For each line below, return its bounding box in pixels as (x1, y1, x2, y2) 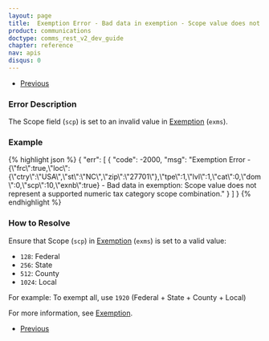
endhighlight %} (8, 197, 62, 207)
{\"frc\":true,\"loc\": (8, 164, 71, 173)
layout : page (8, 11, 52, 20)
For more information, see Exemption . (8, 308, 133, 318)
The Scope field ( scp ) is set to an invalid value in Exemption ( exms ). (8, 117, 229, 127)
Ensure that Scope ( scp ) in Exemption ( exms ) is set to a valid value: (8, 236, 226, 246)
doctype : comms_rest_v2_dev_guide (8, 34, 124, 43)
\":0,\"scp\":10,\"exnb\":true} (8, 181, 100, 190)
